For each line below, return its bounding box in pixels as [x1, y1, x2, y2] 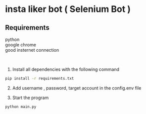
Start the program [12, 95, 49, 101]
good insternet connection [5, 47, 59, 53]
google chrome [5, 42, 36, 48]
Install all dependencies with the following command [12, 66, 120, 72]
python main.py [5, 104, 37, 109]
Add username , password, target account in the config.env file [12, 85, 142, 91]
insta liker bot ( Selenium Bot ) [5, 3, 131, 15]
